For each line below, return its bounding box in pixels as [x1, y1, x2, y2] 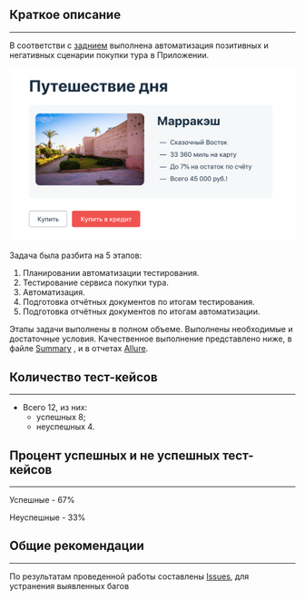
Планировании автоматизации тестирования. [22, 268, 200, 279]
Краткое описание [9, 7, 121, 23]
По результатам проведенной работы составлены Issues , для [9, 571, 250, 582]
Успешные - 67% [9, 495, 75, 506]
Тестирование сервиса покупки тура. [22, 277, 170, 289]
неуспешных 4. [35, 421, 95, 432]
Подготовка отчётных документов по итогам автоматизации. [22, 306, 261, 317]
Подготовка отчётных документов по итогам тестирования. [22, 297, 256, 308]
